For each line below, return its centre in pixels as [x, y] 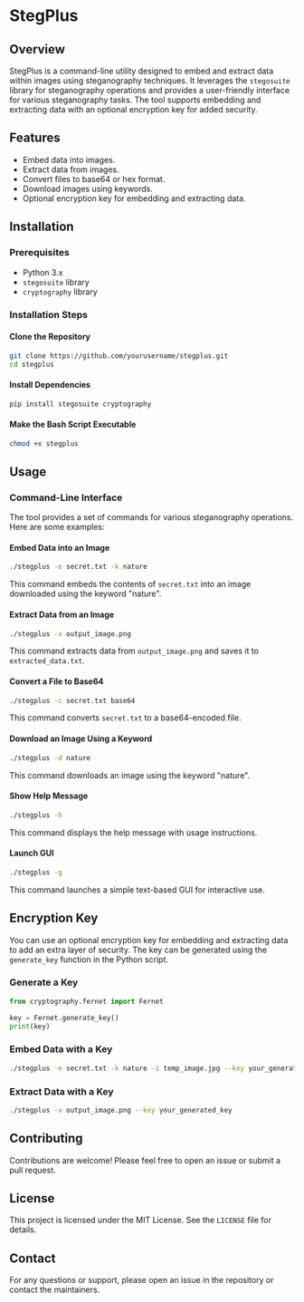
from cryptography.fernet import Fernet [87, 1001]
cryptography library [60, 292]
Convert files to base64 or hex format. [94, 178]
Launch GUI [32, 854]
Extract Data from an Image [62, 614]
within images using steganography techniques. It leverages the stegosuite [150, 81]
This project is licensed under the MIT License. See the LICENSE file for [140, 1220]
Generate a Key [44, 982]
